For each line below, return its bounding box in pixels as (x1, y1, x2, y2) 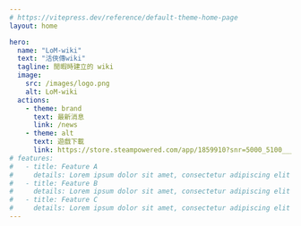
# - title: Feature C (9, 196, 99, 205)
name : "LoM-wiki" (17, 46, 82, 54)
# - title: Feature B (9, 179, 99, 188)
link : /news (32, 121, 78, 130)
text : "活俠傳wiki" (17, 54, 86, 63)
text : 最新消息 (32, 113, 85, 121)
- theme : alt (25, 129, 74, 138)
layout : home (9, 21, 58, 30)
